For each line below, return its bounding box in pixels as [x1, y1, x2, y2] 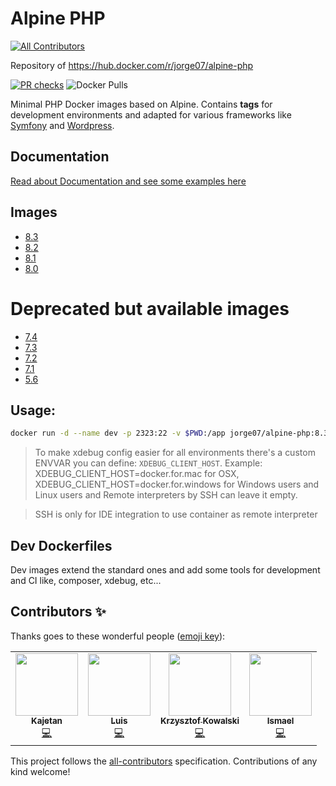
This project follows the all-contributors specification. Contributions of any [10, 755, 318, 767]
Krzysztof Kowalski [160, 715, 240, 726]
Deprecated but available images [10, 297, 290, 320]
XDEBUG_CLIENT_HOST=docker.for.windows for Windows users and [34, 478, 320, 491]
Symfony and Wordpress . [10, 119, 115, 131]
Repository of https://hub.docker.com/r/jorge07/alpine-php [10, 59, 254, 71]
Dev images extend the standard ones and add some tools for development [10, 564, 321, 576]
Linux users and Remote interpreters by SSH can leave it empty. [34, 489, 298, 501]
